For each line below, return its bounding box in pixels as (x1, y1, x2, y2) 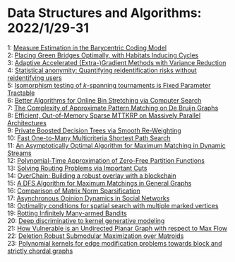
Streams (7, 149, 32, 157)
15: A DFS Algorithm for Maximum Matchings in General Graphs (7, 178, 192, 187)
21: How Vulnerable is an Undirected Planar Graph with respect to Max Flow (7, 224, 228, 232)
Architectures (7, 118, 47, 127)
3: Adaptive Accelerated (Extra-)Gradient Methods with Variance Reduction (7, 58, 227, 67)
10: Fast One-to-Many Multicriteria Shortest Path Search (7, 133, 171, 142)
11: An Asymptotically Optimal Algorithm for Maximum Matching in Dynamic (7, 141, 226, 149)
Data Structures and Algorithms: (7, 5, 202, 21)
